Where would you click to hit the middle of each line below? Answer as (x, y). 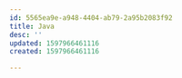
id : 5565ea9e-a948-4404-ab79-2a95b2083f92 (91, 18)
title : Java (32, 26)
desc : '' (26, 34)
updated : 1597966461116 (55, 43)
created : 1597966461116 (55, 52)
